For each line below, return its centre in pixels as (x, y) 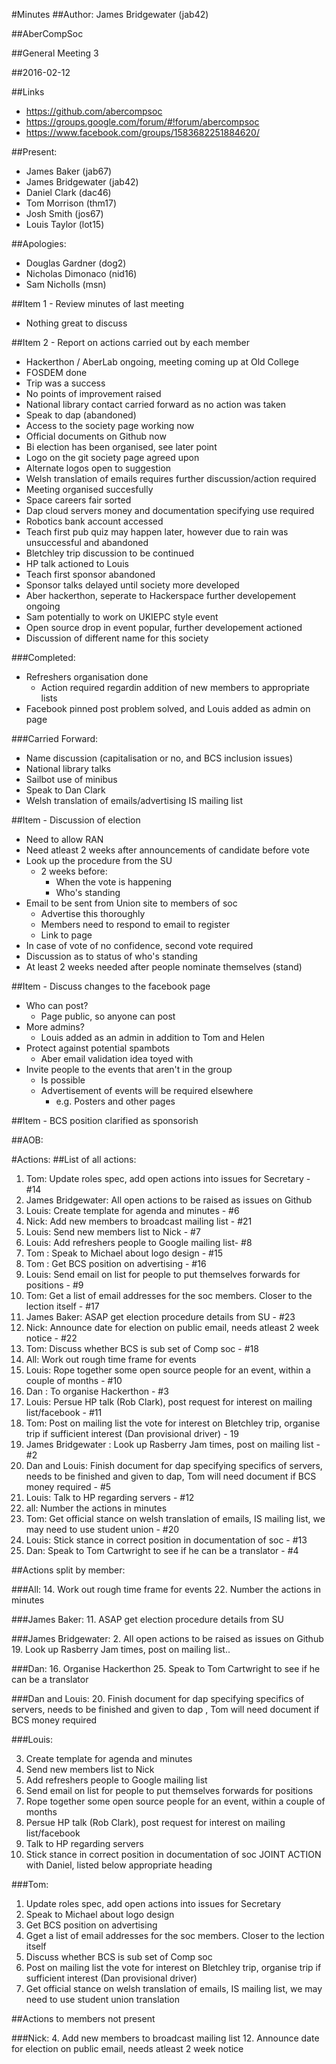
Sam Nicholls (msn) (66, 284)
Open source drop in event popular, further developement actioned (164, 627)
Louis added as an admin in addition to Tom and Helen (153, 1037)
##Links (28, 92)
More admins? (55, 1027)
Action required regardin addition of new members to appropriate (175, 687)
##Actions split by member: (68, 1570)
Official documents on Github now (96, 436)
